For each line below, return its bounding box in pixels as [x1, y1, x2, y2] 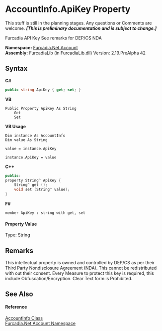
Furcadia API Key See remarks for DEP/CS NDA [5, 35, 102, 41]
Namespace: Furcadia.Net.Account [5, 44, 78, 50]
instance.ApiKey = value [5, 155, 57, 160]
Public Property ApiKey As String [5, 106, 77, 111]
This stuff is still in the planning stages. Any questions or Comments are [5, 20, 152, 26]
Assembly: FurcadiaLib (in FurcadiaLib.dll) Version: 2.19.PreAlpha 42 [5, 50, 146, 56]
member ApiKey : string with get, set [5, 210, 85, 215]
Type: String [5, 232, 30, 238]
